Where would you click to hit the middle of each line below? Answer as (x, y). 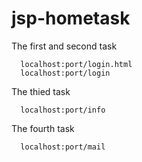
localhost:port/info (63, 110)
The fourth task (43, 128)
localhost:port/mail (63, 147)
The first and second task (64, 46)
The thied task (41, 91)
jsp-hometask (71, 18)
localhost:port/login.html (76, 64)
